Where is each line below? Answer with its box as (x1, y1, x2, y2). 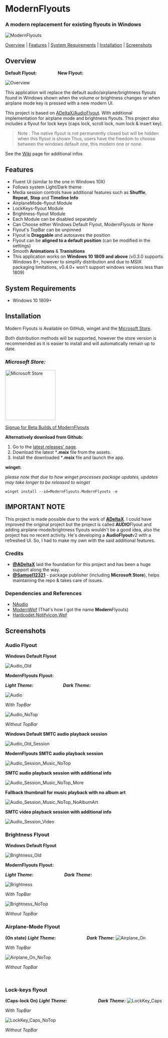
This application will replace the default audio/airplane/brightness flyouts (5, 89, 156, 96)
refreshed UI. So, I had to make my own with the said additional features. (5, 537, 155, 543)
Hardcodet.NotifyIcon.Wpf (12, 612, 67, 618)
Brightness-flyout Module (12, 211, 66, 217)
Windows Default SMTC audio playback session (5, 731, 108, 737)
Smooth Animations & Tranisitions (12, 248, 85, 254)
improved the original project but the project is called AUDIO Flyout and (5, 521, 152, 527)
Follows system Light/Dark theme (12, 184, 82, 190)
